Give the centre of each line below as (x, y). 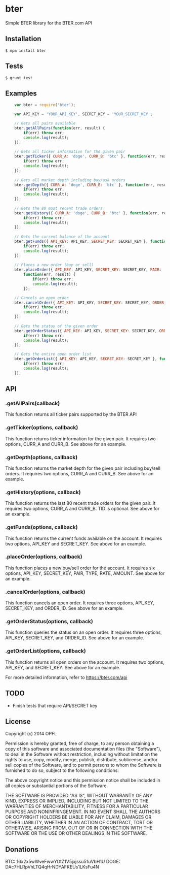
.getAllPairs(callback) (33, 403)
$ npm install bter (26, 51)
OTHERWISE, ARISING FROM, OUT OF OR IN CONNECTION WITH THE (79, 828)
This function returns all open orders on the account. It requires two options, (85, 662)
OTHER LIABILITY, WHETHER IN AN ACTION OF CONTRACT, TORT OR (79, 823)
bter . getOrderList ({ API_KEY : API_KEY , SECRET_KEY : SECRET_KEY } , (86, 359)
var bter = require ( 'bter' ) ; (45, 105)
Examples (21, 93)
